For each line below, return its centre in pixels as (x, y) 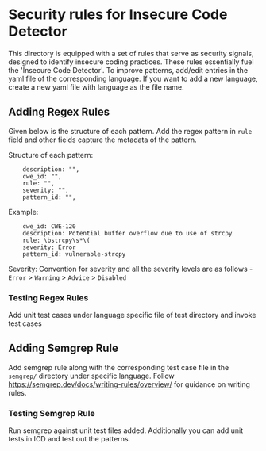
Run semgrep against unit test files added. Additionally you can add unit (126, 430)
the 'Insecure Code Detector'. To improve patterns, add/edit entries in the (128, 70)
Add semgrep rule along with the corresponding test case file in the (119, 367)
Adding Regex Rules (59, 112)
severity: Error (50, 247)
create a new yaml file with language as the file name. (96, 87)
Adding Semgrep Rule (64, 348)
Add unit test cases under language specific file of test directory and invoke (132, 315)
